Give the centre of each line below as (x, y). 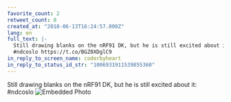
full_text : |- (27, 39)
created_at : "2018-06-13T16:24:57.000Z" (66, 26)
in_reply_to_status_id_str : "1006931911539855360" (81, 65)
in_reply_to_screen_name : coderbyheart (64, 59)
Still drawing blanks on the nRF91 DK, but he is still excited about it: (102, 84)
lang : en (20, 33)
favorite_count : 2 (33, 13)
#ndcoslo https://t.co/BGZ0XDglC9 (63, 52)
